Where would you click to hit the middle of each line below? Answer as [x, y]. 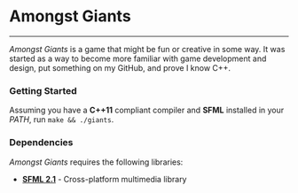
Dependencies [41, 143]
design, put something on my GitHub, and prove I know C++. [120, 67]
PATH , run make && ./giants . [62, 120]
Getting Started [43, 90]
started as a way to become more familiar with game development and [138, 58]
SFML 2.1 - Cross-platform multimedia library [104, 179]
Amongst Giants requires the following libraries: [96, 162]
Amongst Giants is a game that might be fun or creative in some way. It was [147, 49]
